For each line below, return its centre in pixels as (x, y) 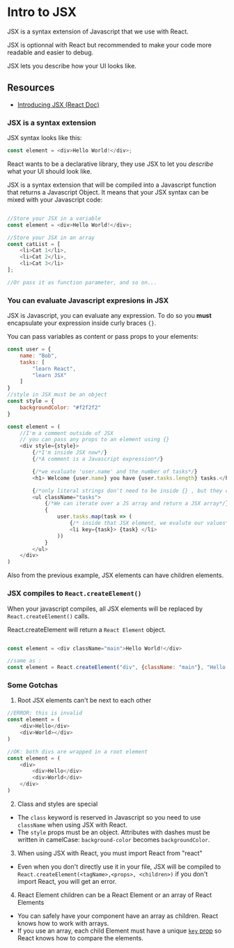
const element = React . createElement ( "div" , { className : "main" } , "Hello (117, 667)
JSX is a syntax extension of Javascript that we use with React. (98, 31)
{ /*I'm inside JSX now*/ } (70, 453)
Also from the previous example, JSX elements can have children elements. (116, 575)
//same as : (24, 661)
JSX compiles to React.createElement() (75, 593)
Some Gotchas (32, 685)
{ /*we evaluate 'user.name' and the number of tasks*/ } (115, 471)
